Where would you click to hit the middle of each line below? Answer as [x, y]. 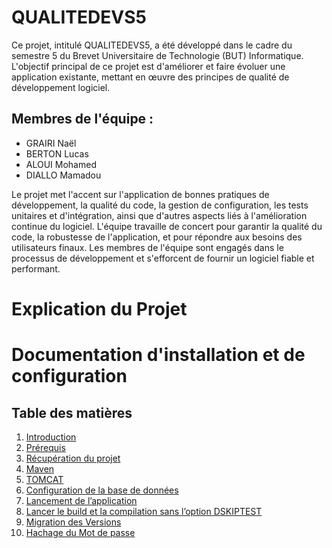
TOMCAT [44, 479]
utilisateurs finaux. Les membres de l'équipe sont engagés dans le [147, 247]
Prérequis [45, 447]
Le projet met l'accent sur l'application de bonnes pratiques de [140, 194]
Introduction [51, 437]
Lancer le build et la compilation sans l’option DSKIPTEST [144, 511]
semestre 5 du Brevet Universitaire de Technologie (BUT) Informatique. [157, 55]
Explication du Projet [99, 308]
